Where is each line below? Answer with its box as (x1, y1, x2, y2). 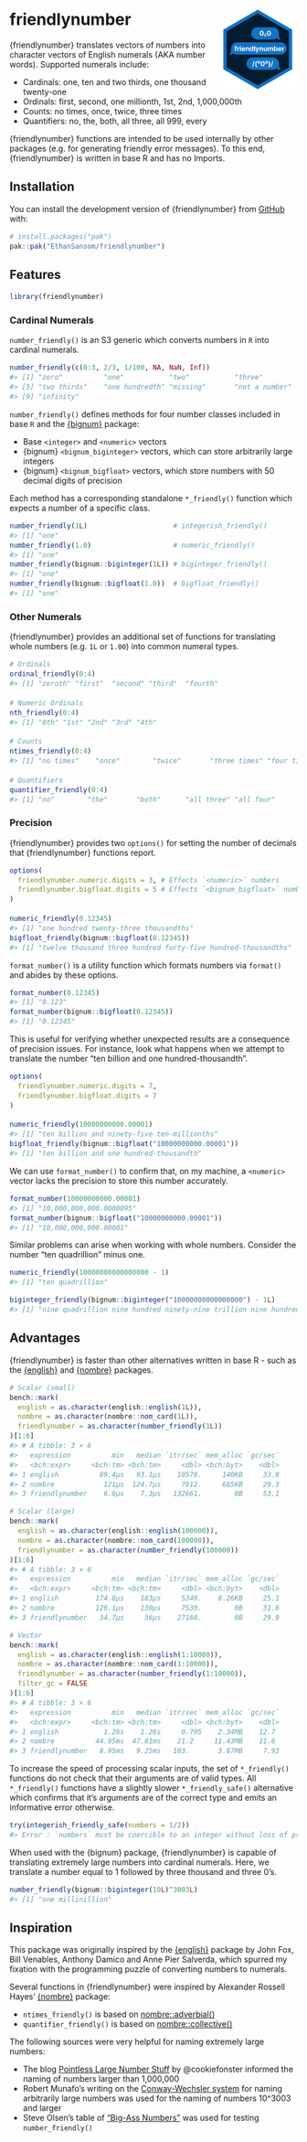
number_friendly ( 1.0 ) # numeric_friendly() (9, 541, 256, 550)
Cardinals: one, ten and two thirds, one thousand (22, 76, 206, 87)
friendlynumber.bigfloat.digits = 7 (17, 1091, 157, 1100)
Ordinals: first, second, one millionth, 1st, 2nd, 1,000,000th (22, 96, 242, 107)
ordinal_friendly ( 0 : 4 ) (9, 669, 96, 679)
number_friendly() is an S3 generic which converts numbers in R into (9, 335, 270, 346)
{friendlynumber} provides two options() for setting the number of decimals (9, 837, 297, 848)
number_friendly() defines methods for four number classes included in (9, 408, 281, 420)
